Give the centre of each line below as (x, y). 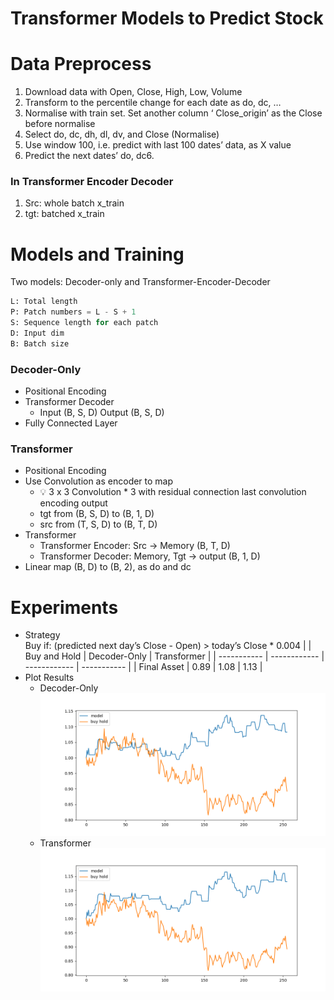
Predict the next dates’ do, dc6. (89, 156)
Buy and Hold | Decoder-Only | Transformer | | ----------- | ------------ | (174, 656)
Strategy (42, 635)
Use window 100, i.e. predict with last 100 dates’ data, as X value (158, 145)
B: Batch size (40, 343)
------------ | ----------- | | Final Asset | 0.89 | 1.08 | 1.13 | (143, 667)
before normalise (60, 124)
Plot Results (49, 678)
